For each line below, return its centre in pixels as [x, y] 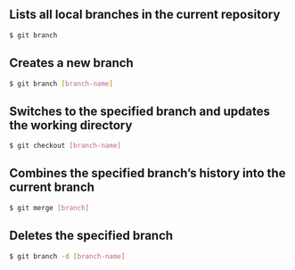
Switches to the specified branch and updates [139, 111]
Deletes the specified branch [91, 236]
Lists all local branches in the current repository [145, 15]
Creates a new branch [71, 63]
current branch [52, 188]
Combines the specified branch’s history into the [147, 173]
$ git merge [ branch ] [49, 208]
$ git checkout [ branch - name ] [66, 146]
